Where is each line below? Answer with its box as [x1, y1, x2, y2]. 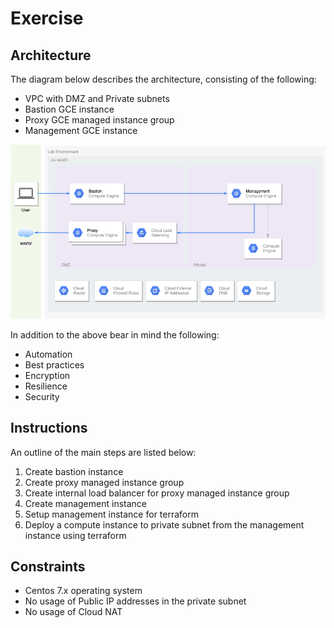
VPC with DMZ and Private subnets [24, 93, 170, 104]
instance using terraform [24, 529, 127, 541]
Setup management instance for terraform [24, 508, 199, 520]
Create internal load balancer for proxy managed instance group [24, 487, 290, 499]
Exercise [10, 7, 84, 30]
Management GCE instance [24, 125, 138, 136]
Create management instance [24, 497, 147, 509]
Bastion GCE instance [24, 103, 115, 115]
